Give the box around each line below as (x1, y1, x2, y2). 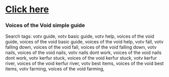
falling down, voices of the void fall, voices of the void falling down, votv (5, 44, 157, 50)
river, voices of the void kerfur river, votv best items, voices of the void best (5, 60, 164, 67)
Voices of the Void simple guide (5, 22, 86, 29)
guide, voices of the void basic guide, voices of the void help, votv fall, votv (5, 39, 164, 45)
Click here (5, 4, 49, 15)
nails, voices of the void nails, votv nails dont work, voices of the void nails (5, 49, 162, 56)
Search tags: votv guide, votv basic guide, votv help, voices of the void (5, 33, 154, 39)
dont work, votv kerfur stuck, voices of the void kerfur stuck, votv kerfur (5, 55, 157, 61)
